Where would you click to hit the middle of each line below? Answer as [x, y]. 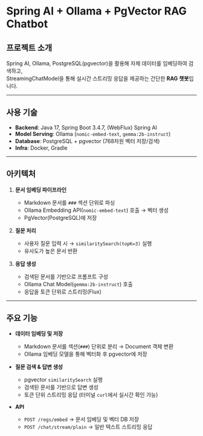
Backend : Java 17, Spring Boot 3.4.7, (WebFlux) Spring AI [86, 127]
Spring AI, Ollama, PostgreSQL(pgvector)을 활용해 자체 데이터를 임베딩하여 [97, 63]
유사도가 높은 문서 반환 [51, 251]
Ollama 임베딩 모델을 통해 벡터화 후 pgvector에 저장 [85, 354]
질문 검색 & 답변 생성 [39, 367]
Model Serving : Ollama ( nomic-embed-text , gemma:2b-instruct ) [93, 133]
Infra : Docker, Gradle [41, 148]
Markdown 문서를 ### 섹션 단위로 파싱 [69, 202]
